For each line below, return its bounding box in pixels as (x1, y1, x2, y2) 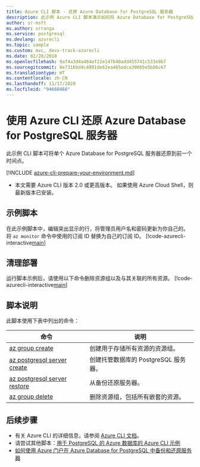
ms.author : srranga (6, 25, 55, 32)
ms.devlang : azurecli (6, 36, 60, 42)
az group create (9, 344, 54, 352)
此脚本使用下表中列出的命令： (6, 317, 79, 324)
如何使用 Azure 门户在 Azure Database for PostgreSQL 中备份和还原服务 (14, 447, 192, 454)
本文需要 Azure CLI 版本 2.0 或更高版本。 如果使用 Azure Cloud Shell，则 (14, 181, 193, 188)
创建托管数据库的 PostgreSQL (89, 355, 173, 364)
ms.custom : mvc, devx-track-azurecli (6, 48, 100, 54)
